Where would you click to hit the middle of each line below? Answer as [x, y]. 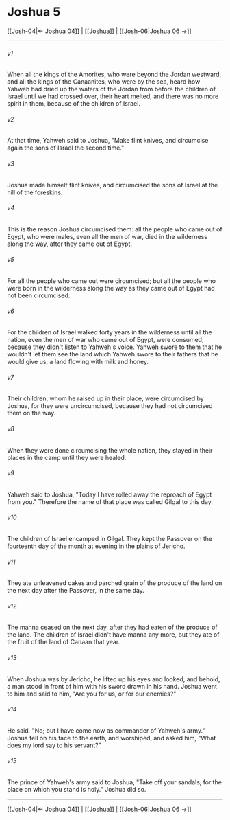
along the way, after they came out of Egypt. [69, 244]
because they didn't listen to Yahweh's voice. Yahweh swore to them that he [115, 347]
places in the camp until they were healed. [67, 457]
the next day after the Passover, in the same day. [76, 591]
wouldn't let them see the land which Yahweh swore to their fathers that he [113, 354]
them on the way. [31, 413]
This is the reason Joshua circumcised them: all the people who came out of [115, 229]
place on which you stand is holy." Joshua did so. [77, 789]
